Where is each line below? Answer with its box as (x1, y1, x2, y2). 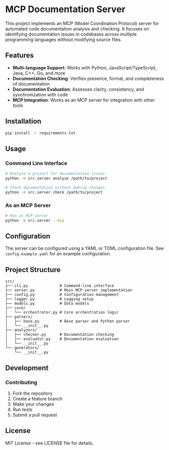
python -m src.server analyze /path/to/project (5, 176, 108, 181)
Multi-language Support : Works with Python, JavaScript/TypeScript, (12, 64, 157, 70)
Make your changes (12, 401, 54, 407)
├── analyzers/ (5, 328, 37, 333)
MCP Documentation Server (5, 4, 125, 15)
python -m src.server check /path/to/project (5, 190, 103, 195)
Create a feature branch (12, 395, 63, 401)
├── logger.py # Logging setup (5, 296, 94, 302)
